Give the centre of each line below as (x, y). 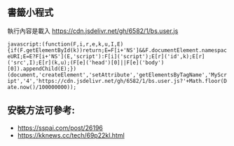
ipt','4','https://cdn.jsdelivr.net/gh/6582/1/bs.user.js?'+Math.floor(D (117, 81)
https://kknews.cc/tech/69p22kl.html (71, 135)
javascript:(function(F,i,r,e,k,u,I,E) (66, 44)
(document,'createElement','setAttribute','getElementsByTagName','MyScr (117, 75)
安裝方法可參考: (41, 111)
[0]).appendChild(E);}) (42, 69)
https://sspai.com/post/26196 (60, 128)
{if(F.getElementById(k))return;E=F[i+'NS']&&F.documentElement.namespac (117, 50)
